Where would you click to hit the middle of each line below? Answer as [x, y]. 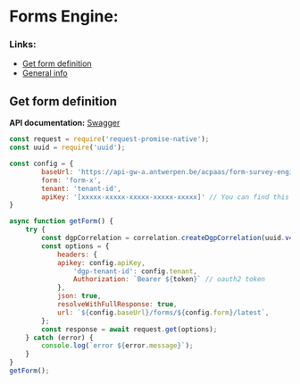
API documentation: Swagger [65, 123]
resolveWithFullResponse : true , [117, 305]
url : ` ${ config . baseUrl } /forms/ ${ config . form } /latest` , [163, 313]
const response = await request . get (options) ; [129, 329]
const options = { [75, 246]
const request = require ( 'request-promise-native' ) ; [109, 139]
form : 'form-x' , [71, 180]
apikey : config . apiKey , [101, 263]
